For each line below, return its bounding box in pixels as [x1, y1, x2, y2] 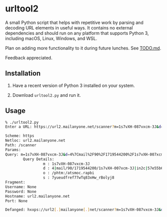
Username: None [5, 184, 37, 190]
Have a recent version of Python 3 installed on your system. [12, 82, 135, 88]
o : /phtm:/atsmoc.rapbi [43, 171, 94, 176]
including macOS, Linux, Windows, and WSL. [5, 35, 97, 41]
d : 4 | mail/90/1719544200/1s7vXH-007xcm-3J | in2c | [43, 166, 148, 171]
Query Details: [23, 157, 55, 162]
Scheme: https [5, 133, 35, 139]
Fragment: [5, 180, 26, 185]
